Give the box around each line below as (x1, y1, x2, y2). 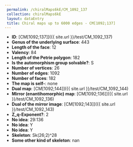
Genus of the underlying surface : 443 (11, 39, 90, 45)
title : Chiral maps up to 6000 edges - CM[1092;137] (6, 20, 116, 26)
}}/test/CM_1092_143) (11, 107, 54, 112)
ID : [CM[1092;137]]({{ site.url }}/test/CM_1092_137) (11, 34, 113, 40)
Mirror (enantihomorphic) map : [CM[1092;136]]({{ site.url (11, 91, 128, 97)
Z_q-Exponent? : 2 (11, 111, 49, 117)
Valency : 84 (11, 50, 37, 55)
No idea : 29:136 (11, 117, 44, 123)
